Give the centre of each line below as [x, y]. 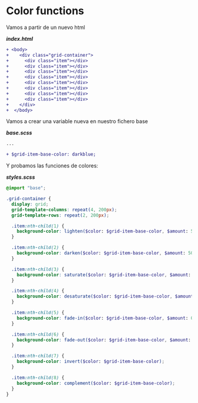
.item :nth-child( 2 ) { [38, 248]
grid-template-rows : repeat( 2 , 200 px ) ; [60, 215]
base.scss [19, 133]
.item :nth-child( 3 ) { [38, 269]
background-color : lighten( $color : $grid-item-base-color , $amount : [103, 231]
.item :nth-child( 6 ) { [38, 334]
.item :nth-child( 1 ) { [38, 226]
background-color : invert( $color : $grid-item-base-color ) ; [91, 362]
